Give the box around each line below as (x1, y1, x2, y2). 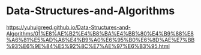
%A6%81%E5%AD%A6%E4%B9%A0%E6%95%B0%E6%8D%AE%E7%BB (6, 36, 195, 43)
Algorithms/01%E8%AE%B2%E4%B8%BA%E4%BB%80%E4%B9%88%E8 (6, 30, 194, 37)
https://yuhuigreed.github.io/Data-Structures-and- (6, 24, 131, 31)
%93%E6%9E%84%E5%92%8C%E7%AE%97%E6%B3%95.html (6, 43, 170, 50)
